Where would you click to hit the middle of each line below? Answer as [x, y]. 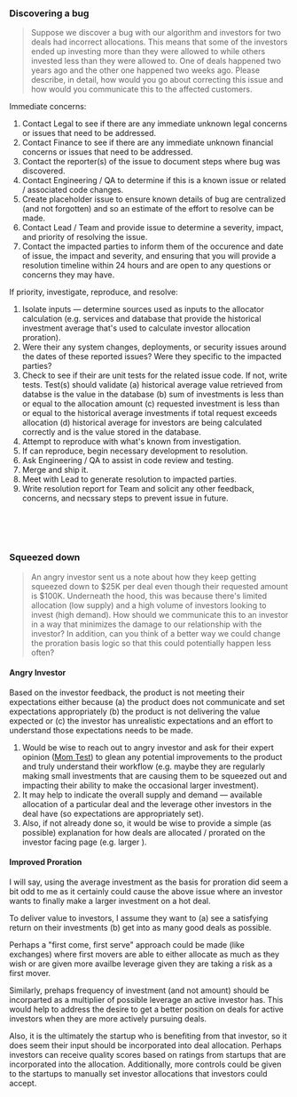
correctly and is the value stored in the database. [112, 432]
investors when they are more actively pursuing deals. [108, 1019]
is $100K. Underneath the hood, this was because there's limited [149, 596]
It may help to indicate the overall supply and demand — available [142, 795]
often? [43, 653]
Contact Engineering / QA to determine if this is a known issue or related [154, 180]
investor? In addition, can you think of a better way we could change [156, 633]
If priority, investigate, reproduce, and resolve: [94, 292]
